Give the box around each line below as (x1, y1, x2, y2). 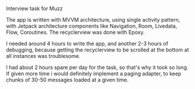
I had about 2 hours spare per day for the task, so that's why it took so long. (6, 64, 189, 71)
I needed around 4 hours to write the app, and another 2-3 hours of (6, 40, 168, 47)
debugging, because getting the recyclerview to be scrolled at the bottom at (6, 46, 189, 53)
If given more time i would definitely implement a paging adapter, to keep (6, 70, 182, 77)
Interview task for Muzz (6, 5, 63, 12)
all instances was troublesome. (6, 53, 81, 59)
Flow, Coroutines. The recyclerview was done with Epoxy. (6, 29, 145, 36)
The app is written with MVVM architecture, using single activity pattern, (6, 16, 180, 23)
